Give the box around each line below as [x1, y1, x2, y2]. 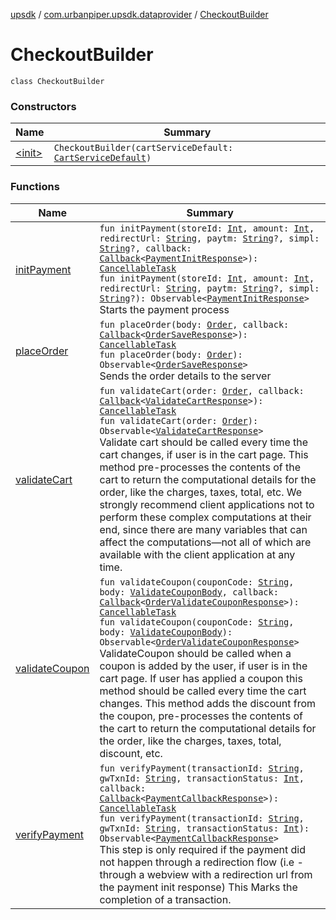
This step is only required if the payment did [99, 842, 306, 856]
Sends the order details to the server [99, 369, 272, 383]
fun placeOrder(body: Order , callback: [99, 319, 290, 330]
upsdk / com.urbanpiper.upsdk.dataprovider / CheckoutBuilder [10, 9, 269, 20]
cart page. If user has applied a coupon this [99, 671, 303, 685]
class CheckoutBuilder [10, 76, 105, 86]
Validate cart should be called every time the [99, 435, 309, 449]
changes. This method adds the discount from [99, 696, 316, 710]
